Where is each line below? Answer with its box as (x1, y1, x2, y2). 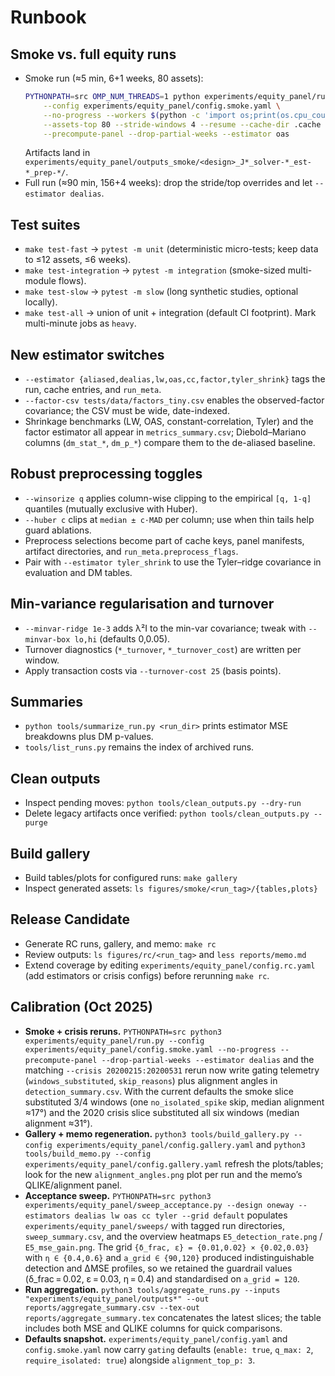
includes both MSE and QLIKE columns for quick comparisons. (24, 1322, 283, 1334)
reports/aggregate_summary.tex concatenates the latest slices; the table (24, 1311, 322, 1323)
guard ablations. (24, 524, 92, 536)
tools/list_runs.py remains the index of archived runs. (24, 741, 255, 753)
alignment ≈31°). (24, 1117, 93, 1129)
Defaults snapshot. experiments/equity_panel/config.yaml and (24, 1332, 288, 1345)
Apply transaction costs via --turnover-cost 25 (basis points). (24, 664, 282, 676)
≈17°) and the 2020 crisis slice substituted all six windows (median (24, 1106, 300, 1118)
